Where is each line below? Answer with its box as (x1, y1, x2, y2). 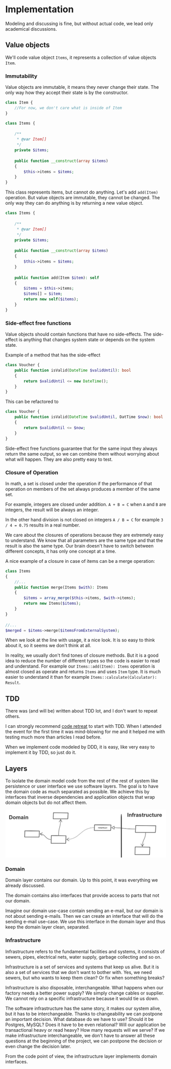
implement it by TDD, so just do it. (5, 749, 77, 755)
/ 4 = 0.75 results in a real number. (5, 522, 80, 528)
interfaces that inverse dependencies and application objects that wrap (5, 794, 155, 800)
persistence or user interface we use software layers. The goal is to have (5, 783, 159, 790)
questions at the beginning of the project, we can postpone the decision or (5, 1038, 162, 1044)
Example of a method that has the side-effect (5, 352, 101, 358)
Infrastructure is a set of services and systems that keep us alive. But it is (5, 964, 159, 970)
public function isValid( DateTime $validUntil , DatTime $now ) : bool (14, 415, 163, 420)
